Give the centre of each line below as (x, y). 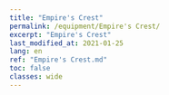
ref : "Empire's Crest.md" (58, 60)
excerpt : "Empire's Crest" (60, 34)
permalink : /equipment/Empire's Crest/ (85, 26)
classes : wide (36, 77)
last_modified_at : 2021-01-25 (67, 43)
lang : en (26, 52)
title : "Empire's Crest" (56, 18)
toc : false (30, 69)
